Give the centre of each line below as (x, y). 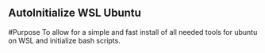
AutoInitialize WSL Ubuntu (75, 13)
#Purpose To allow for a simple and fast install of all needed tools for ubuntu (133, 32)
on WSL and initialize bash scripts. (64, 40)
